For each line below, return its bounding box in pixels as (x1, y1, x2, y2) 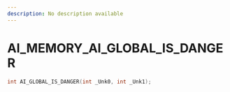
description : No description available (7, 10, 124, 17)
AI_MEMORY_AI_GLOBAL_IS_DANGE (7, 40, 224, 56)
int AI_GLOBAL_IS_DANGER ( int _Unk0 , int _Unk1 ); (7, 78, 152, 85)
